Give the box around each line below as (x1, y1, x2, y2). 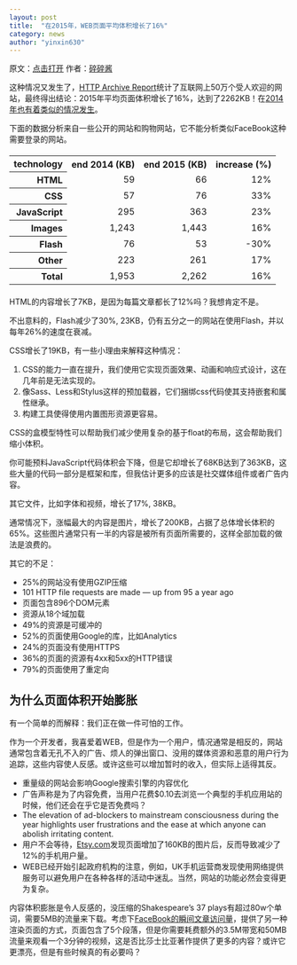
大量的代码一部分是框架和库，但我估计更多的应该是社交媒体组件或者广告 (16, 468, 281, 479)
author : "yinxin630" (9, 37, 86, 47)
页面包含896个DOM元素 (21, 598, 111, 608)
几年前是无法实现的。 (21, 375, 100, 386)
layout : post (9, 12, 58, 22)
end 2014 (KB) (71, 158, 136, 170)
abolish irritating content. (21, 828, 114, 839)
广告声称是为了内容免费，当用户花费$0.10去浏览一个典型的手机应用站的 (21, 788, 283, 799)
